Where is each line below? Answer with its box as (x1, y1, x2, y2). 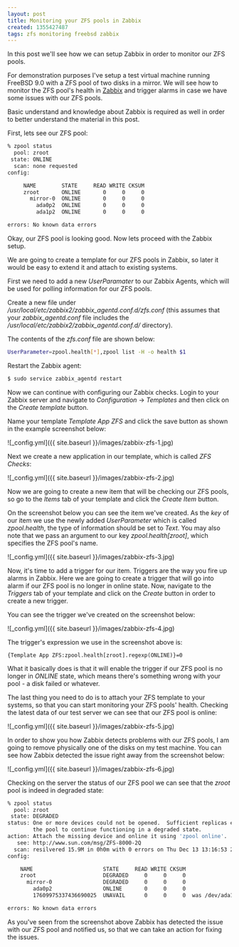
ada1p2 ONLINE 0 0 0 (36, 208, 144, 216)
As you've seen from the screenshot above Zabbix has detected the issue (7, 917, 223, 926)
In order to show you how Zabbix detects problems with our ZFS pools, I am (7, 736, 230, 744)
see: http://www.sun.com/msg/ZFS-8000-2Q (16, 839, 142, 847)
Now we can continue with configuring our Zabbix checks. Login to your (7, 388, 219, 396)
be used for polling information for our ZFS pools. (7, 284, 152, 292)
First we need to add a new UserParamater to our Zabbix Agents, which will (7, 277, 230, 285)
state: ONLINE (10, 156, 53, 163)
